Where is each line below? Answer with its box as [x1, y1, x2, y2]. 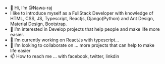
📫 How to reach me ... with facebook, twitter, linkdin [10, 53, 120, 59]
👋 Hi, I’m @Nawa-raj [10, 5, 52, 11]
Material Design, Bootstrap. [10, 21, 67, 27]
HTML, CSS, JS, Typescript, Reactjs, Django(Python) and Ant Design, [10, 16, 154, 21]
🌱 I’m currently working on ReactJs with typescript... [10, 37, 120, 43]
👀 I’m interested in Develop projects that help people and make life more [10, 26, 160, 32]
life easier [10, 48, 31, 53]
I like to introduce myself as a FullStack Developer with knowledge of [10, 10, 154, 16]
